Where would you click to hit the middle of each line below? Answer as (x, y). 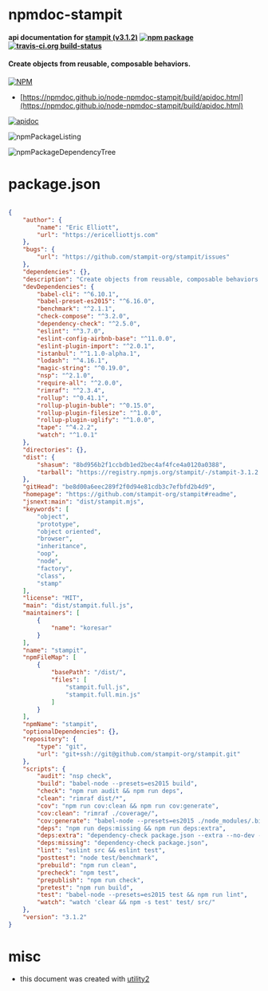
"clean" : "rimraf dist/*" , (82, 799)
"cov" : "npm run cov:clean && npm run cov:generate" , (128, 806)
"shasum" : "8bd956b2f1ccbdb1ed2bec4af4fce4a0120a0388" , (132, 464)
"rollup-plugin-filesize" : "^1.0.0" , (99, 413)
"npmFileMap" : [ (50, 657)
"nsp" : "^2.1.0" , (65, 376)
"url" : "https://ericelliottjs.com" (98, 235)
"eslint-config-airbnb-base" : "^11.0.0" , (107, 338)
